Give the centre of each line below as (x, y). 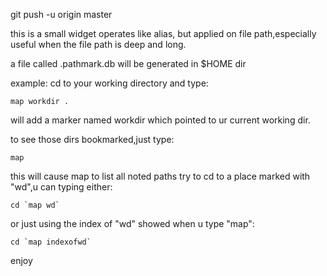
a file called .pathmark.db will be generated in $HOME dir (128, 63)
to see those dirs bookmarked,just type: (92, 139)
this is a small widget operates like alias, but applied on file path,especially (163, 33)
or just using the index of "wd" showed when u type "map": (132, 223)
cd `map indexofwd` (51, 242)
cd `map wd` (35, 205)
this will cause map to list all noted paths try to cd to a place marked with (160, 176)
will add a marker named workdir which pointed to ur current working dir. (160, 120)
